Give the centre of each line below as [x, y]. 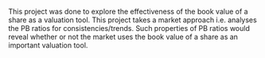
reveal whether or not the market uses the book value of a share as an [123, 37]
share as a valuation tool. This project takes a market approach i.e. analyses [132, 20]
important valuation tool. [48, 45]
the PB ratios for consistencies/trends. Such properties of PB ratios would [129, 28]
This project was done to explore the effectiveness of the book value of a [128, 12]
